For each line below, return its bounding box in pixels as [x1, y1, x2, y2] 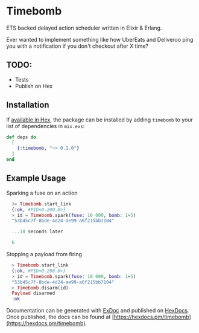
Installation [6, 100, 49, 110]
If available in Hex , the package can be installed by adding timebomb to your [6, 116, 193, 123]
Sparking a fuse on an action [6, 189, 78, 196]
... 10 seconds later [11, 228, 63, 235]
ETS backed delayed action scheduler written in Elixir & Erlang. [6, 24, 162, 31]
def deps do [6, 134, 36, 140]
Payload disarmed [11, 290, 55, 297]
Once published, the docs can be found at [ [6, 313, 115, 321]
